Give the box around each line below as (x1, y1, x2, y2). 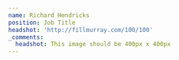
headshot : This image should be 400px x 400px (15, 41, 171, 48)
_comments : (8, 33, 44, 41)
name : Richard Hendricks (8, 11, 90, 19)
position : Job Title (8, 19, 76, 26)
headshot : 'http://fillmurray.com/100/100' (8, 26, 154, 34)
